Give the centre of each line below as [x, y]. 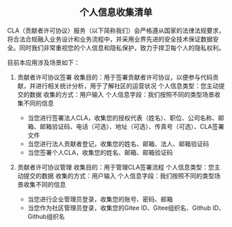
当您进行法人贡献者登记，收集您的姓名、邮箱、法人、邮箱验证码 [118, 143]
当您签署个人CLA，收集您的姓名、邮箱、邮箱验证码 [100, 152]
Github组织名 [46, 216]
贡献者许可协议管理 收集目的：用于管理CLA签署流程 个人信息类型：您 [116, 167]
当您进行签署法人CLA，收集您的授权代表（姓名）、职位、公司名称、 [123, 118]
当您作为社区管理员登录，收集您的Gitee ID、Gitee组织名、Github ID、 [126, 208]
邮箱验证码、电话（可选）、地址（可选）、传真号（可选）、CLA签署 [132, 126]
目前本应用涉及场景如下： [43, 62]
